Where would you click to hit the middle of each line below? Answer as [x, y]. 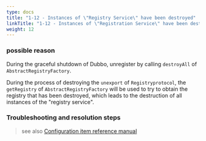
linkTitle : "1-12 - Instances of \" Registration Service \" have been [97, 23]
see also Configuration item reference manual [79, 131]
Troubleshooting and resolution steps [63, 118]
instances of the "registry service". [50, 102]
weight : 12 [20, 29]
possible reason [31, 51]
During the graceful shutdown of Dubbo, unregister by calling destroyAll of [102, 64]
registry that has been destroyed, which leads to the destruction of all [94, 95]
